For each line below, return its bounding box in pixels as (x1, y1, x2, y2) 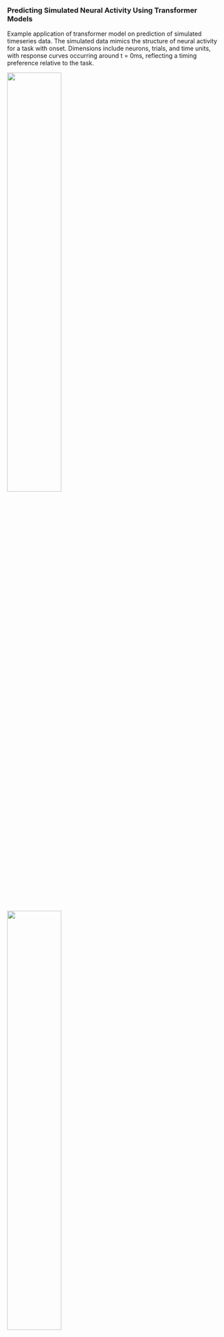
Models (7, 14, 33, 23)
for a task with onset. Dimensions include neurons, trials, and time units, (7, 44, 211, 53)
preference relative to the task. (7, 59, 94, 67)
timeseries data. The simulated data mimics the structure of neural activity (7, 37, 218, 45)
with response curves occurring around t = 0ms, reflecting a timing (7, 52, 197, 60)
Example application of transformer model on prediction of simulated (7, 30, 202, 38)
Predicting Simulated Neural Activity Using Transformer (7, 6, 198, 15)
